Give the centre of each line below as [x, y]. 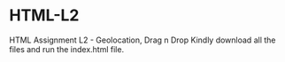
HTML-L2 [44, 15]
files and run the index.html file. [67, 49]
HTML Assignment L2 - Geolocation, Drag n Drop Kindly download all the [142, 40]
